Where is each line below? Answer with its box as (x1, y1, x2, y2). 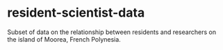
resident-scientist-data (7, 5, 145, 21)
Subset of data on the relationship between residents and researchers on (7, 28, 217, 36)
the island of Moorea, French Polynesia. (7, 35, 122, 43)
